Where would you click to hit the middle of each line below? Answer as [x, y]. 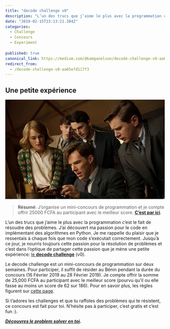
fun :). [11, 311]
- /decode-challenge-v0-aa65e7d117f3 [50, 69]
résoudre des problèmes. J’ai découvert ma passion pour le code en [76, 228]
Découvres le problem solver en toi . [44, 321]
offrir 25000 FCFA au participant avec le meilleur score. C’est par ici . [90, 212]
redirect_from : [21, 64]
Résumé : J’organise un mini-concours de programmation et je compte [91, 207]
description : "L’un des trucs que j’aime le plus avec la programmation [83, 16]
